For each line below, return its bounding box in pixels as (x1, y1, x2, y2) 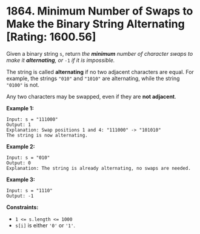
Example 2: (6, 142, 35, 150)
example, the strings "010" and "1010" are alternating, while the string (6, 75, 180, 82)
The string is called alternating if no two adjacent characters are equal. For (6, 68, 194, 75)
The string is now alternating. (6, 132, 88, 138)
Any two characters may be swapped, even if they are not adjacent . (6, 93, 177, 100)
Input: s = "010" (6, 155, 50, 161)
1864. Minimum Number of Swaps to (6, 4, 193, 18)
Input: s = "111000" (6, 116, 59, 122)
